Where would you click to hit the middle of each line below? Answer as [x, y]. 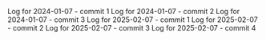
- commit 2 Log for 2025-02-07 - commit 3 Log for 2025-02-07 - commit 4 [132, 28]
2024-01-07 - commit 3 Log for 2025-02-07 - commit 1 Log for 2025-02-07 [133, 20]
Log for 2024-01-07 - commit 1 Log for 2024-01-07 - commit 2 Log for [124, 11]
